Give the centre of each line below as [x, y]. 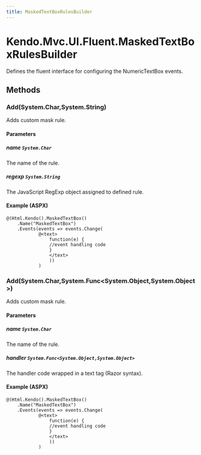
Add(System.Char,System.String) [56, 107]
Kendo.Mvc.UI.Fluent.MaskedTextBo [100, 41]
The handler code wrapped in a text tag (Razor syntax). [74, 373]
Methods [23, 90]
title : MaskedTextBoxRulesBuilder [49, 12]
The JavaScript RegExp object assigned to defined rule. [75, 192]
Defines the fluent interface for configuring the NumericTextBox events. [94, 71]
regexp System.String [33, 177]
